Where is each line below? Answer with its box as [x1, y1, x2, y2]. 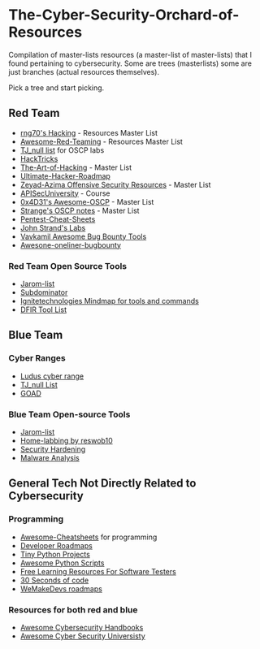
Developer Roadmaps [19, 540, 93, 550]
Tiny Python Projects [19, 549, 91, 559]
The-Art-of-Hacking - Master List [19, 162, 132, 172]
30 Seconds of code [19, 575, 89, 585]
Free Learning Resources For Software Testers [19, 566, 176, 576]
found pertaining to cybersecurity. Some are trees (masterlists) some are [8, 58, 252, 68]
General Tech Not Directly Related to [8, 477, 197, 491]
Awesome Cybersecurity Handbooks [19, 623, 144, 633]
